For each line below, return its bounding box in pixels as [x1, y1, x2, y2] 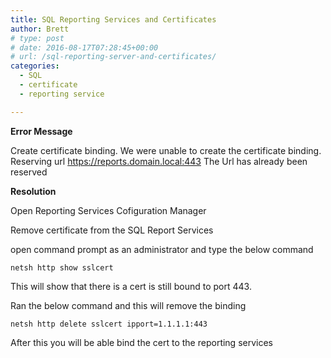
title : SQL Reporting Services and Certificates [10, 14, 217, 25]
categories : [10, 61, 60, 71]
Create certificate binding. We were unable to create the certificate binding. [10, 144, 322, 156]
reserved [10, 166, 48, 178]
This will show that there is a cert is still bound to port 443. [10, 280, 252, 292]
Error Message [10, 125, 73, 137]
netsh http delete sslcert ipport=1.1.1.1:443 [10, 319, 208, 329]
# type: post [10, 33, 65, 43]
